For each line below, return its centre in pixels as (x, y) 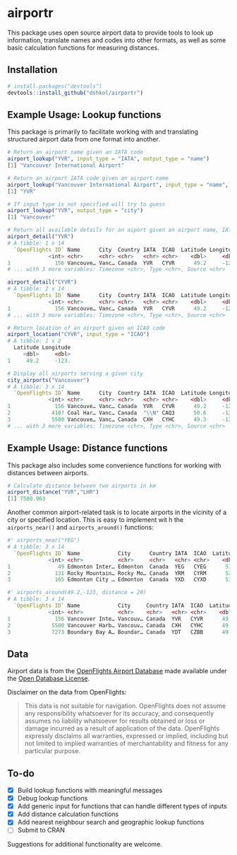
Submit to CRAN (41, 830)
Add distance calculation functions (68, 814)
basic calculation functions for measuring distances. (84, 47)
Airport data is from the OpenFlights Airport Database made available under (117, 671)
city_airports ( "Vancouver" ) (49, 380)
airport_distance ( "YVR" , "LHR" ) (53, 492)
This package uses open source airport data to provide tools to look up (110, 33)
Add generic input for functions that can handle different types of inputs (122, 806)
